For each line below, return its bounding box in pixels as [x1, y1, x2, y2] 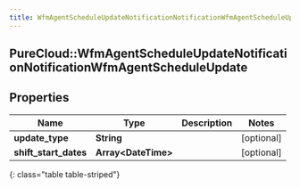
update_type [13, 131, 69, 143]
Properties [9, 90, 70, 105]
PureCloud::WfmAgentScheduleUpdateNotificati [9, 46, 287, 61]
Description [181, 117, 233, 129]
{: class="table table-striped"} [9, 168, 121, 179]
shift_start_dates [13, 146, 87, 159]
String [95, 131, 122, 143]
